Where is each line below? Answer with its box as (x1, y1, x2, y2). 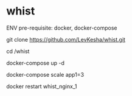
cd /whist (6, 47, 30, 55)
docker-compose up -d (6, 59, 65, 66)
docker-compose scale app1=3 (6, 71, 84, 78)
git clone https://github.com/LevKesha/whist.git (6, 36, 126, 43)
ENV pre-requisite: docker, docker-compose (6, 24, 117, 31)
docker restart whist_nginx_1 (6, 83, 77, 90)
